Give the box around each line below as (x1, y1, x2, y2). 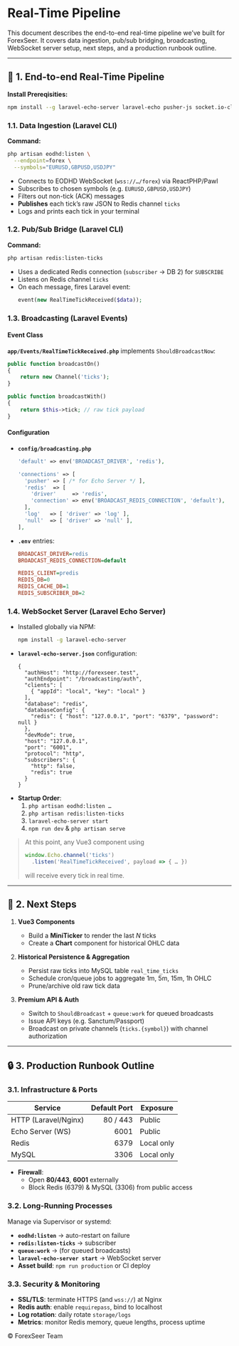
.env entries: (17, 536, 55, 545)
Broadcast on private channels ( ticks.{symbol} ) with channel (28, 1024, 208, 1033)
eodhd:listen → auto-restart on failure (17, 1231, 130, 1239)
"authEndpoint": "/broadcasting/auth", (24, 675, 142, 683)
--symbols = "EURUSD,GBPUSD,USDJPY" (14, 164, 116, 171)
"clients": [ (24, 682, 63, 689)
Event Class (7, 331, 44, 340)
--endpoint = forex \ (14, 157, 72, 164)
